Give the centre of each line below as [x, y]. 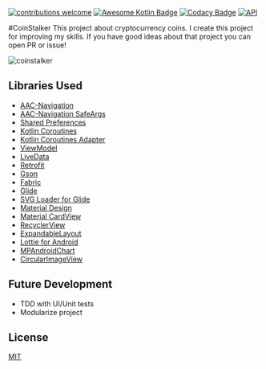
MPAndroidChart [47, 250]
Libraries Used [45, 86]
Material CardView [50, 216]
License [28, 338]
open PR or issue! [37, 45]
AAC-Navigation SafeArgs [62, 113]
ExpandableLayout [50, 233]
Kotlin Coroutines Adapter [62, 139]
